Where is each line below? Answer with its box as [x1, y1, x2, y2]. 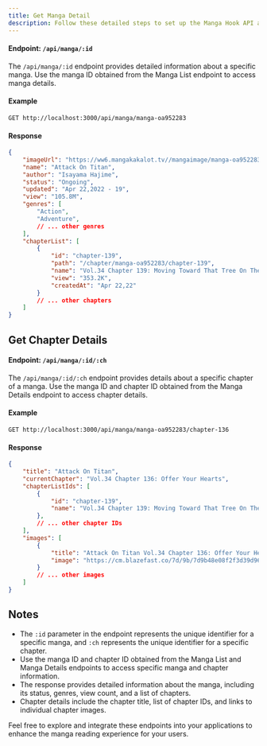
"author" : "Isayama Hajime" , [22, 170, 119, 179]
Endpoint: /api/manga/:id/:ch [8, 356, 107, 365]
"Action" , [37, 208, 69, 216]
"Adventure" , [37, 215, 80, 223]
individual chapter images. [19, 705, 106, 714]
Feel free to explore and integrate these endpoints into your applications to [8, 721, 253, 730]
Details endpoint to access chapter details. [8, 390, 149, 399]
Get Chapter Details [8, 333, 108, 347]
